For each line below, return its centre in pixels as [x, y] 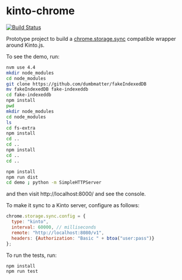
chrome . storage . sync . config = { [46, 216]
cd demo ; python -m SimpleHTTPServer [54, 183]
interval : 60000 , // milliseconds [54, 227]
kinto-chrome [40, 11]
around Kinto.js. [25, 45]
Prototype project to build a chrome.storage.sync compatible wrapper [91, 38]
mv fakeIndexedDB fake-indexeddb [47, 89]
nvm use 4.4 [21, 67]
